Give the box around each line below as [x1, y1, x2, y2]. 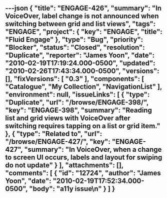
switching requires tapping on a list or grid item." [5, 122, 161, 130]
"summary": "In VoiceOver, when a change [24, 145, 162, 154]
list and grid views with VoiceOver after [5, 114, 131, 123]
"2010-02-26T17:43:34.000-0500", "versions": [5, 67, 159, 75]
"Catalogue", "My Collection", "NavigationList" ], [5, 82, 162, 91]
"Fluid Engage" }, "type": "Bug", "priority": [5, 35, 143, 44]
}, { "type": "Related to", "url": [5, 130, 102, 138]
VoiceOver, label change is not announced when [5, 12, 159, 21]
